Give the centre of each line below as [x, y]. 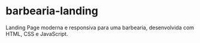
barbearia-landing [52, 11]
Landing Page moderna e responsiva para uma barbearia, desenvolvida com [100, 27]
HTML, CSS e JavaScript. [37, 33]
